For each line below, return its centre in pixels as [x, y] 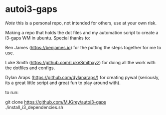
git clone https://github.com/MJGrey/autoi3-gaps [56, 102]
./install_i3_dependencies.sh [34, 107]
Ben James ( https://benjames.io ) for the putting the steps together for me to [83, 47]
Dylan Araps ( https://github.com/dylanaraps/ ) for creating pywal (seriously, [82, 77]
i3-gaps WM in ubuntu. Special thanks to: [48, 38]
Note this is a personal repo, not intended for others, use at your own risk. [81, 23]
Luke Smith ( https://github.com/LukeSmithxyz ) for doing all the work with [81, 62]
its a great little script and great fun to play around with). [63, 83]
